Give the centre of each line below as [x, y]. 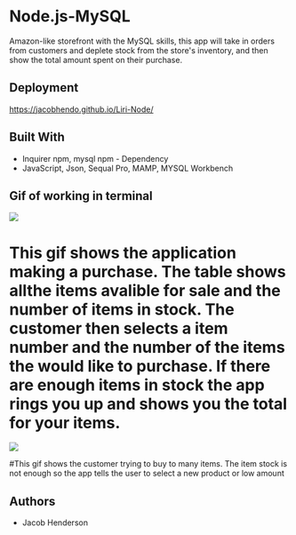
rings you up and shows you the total [148, 404]
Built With [37, 137]
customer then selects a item [119, 328]
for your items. [65, 423]
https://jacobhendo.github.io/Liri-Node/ [81, 109]
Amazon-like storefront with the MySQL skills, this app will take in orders [142, 41]
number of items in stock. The [122, 309]
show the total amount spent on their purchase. [96, 60]
